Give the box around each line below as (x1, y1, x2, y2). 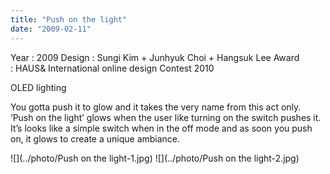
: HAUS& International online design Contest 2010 (10, 62, 215, 74)
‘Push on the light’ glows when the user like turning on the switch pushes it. (10, 111, 322, 123)
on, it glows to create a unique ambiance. (10, 132, 181, 145)
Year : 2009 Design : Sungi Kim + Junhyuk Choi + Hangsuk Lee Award (10, 51, 300, 63)
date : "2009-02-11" (10, 24, 92, 34)
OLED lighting (10, 81, 67, 93)
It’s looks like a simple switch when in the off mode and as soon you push (10, 122, 313, 134)
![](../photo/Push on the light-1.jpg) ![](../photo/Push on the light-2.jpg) (10, 152, 300, 164)
